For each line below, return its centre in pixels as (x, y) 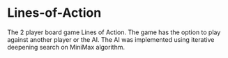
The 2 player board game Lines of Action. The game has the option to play (114, 32)
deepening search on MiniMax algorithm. (66, 47)
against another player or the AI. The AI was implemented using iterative (111, 39)
